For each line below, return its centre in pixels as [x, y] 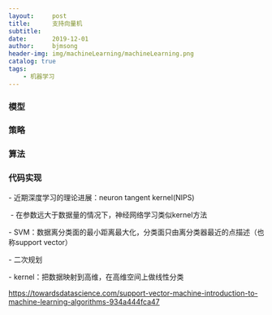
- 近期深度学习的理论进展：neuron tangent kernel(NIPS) [101, 197]
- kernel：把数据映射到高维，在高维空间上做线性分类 [96, 277]
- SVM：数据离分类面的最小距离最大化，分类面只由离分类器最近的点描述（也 [136, 232]
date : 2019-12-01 [49, 39]
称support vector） [41, 242]
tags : [17, 69]
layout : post [38, 16]
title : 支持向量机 [45, 24]
